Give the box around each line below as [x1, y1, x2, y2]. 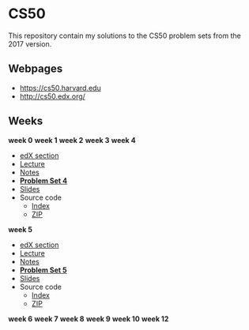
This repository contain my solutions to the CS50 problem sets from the [8, 31, 241, 40]
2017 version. [8, 39, 52, 48]
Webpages [8, 62, 63, 76]
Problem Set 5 [19, 265, 67, 275]
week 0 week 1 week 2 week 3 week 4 [8, 135, 136, 144]
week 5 [8, 224, 33, 234]
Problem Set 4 [19, 175, 68, 186]
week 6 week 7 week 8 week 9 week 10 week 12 [8, 313, 169, 324]
